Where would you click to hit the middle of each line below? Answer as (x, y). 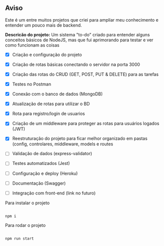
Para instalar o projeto (27, 203)
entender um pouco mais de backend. (43, 25)
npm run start (20, 238)
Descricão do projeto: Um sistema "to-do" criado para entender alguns (78, 34)
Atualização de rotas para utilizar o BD (51, 104)
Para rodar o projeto (25, 225)
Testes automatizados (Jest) (41, 164)
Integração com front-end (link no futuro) (54, 193)
